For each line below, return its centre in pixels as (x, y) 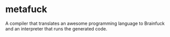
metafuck (26, 9)
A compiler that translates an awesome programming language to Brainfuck (85, 23)
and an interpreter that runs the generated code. (56, 28)
